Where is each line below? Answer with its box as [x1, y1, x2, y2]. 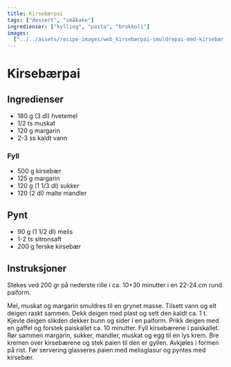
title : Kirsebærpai [7, 10, 64, 17]
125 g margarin [17, 174, 60, 182]
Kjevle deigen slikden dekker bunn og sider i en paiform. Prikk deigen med [7, 316, 219, 325]
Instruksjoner [7, 262, 67, 274]
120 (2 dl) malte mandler [17, 189, 87, 198]
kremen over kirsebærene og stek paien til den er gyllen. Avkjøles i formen [7, 339, 219, 347]
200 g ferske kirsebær [17, 242, 82, 250]
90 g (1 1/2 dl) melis [17, 228, 73, 236]
